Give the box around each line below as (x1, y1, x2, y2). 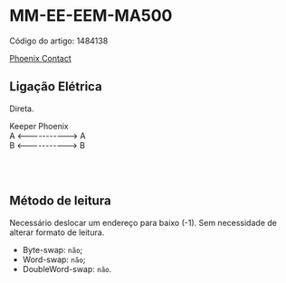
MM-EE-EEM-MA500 (9, 5, 173, 26)
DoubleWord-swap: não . (22, 263, 112, 274)
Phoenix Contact (9, 52, 71, 63)
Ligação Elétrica (9, 79, 102, 95)
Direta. (9, 103, 34, 114)
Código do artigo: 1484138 (9, 35, 109, 46)
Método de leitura (9, 193, 111, 209)
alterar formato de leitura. (9, 227, 105, 238)
